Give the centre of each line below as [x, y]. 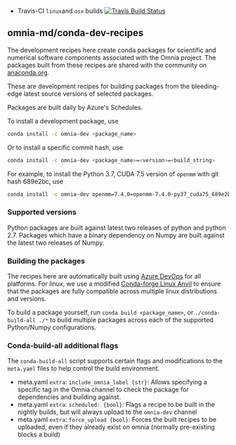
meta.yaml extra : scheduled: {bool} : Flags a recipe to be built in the [116, 405]
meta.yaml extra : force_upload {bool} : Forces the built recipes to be [117, 420]
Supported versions [42, 212]
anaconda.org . [28, 72]
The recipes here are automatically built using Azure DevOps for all [104, 276]
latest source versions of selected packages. [88, 93]
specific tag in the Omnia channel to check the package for [103, 390]
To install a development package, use [63, 121]
